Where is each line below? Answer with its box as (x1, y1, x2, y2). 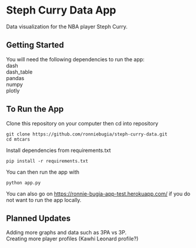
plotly (6, 87, 20, 94)
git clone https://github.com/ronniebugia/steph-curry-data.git (6, 131, 168, 137)
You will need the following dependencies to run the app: (6, 55, 145, 62)
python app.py (6, 180, 41, 186)
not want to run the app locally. (6, 196, 81, 203)
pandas (6, 74, 25, 81)
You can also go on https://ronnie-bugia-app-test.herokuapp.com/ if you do (6, 190, 191, 197)
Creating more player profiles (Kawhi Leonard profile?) (6, 235, 139, 242)
